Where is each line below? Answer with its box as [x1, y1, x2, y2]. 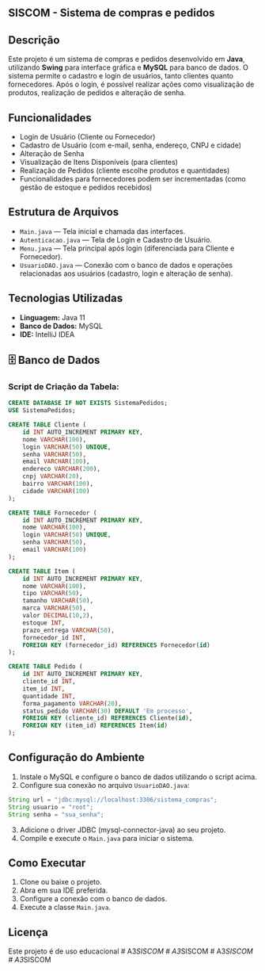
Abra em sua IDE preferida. [19, 885, 108, 895]
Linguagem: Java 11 [19, 312, 85, 322]
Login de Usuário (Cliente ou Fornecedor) [19, 132, 156, 142]
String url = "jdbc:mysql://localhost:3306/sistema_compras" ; [8, 796, 218, 804]
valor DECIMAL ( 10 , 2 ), [22, 612, 93, 620]
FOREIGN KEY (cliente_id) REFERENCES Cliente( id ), [22, 714, 193, 722]
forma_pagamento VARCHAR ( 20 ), [22, 699, 123, 708]
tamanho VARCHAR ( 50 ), [22, 597, 93, 605]
